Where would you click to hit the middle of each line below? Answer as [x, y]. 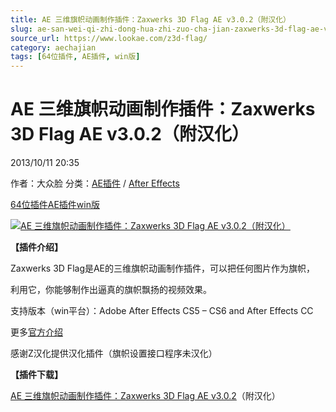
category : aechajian [53, 47]
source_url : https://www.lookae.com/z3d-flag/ [109, 38]
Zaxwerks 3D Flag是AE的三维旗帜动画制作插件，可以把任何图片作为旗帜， [163, 268]
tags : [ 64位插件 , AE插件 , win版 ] [75, 57]
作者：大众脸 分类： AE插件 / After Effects [95, 183]
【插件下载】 [36, 375]
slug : [21, 29]
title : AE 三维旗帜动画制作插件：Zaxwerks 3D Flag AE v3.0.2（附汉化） [150, 19]
